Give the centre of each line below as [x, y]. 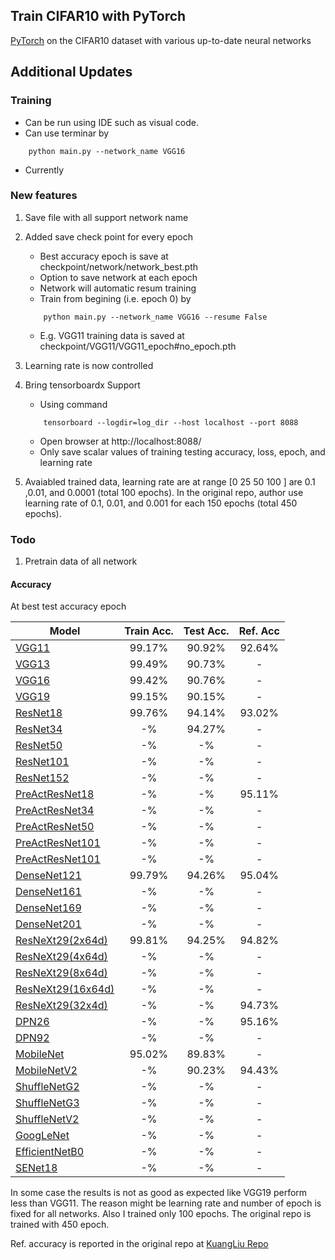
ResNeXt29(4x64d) [61, 957]
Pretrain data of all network [81, 561]
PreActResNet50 [55, 827]
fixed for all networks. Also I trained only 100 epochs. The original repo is [161, 1214]
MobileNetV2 [46, 1071]
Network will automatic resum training [118, 288]
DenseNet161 [48, 892]
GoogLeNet [42, 1136]
